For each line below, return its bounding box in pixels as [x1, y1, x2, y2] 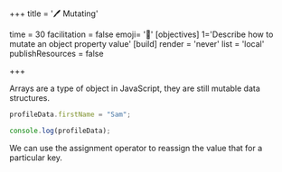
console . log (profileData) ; [9, 126, 111, 135]
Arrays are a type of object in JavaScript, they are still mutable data [9, 83, 260, 94]
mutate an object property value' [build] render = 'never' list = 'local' [9, 39, 265, 49]
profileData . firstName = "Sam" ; [9, 110, 131, 119]
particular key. [9, 152, 63, 163]
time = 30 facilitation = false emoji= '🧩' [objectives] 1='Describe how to [9, 29, 274, 40]
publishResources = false [9, 49, 104, 59]
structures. [9, 93, 50, 103]
